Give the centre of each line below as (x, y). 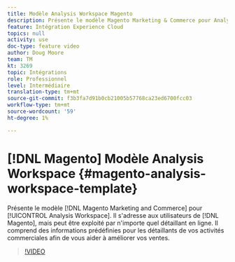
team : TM (20, 60)
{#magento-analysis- (142, 173)
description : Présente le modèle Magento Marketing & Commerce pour (109, 20)
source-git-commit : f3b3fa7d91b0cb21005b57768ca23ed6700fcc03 (100, 99)
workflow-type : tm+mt (39, 105)
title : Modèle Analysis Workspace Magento (70, 14)
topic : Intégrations (37, 72)
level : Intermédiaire (39, 85)
